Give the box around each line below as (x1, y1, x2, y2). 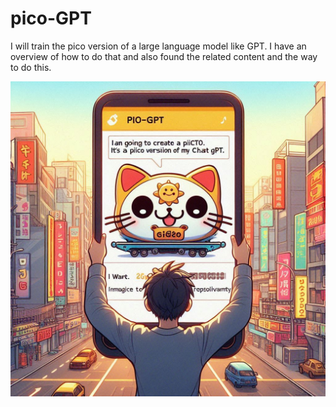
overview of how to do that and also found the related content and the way (10, 50, 318, 62)
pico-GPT (10, 7, 92, 30)
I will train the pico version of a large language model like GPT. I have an (10, 40, 307, 52)
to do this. (10, 61, 52, 73)
